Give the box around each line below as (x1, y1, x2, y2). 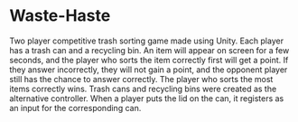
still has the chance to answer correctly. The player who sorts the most (9, 73, 274, 84)
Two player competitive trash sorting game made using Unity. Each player (9, 35, 284, 46)
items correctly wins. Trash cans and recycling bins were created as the (9, 83, 277, 94)
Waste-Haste (9, 5, 111, 26)
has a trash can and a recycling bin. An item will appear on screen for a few (9, 44, 290, 55)
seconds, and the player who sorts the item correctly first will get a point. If (9, 54, 289, 65)
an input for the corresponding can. (9, 102, 142, 113)
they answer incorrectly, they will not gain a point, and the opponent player (9, 64, 288, 75)
